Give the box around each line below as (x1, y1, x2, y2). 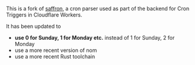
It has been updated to (6, 23, 61, 30)
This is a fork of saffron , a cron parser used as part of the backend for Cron (6, 5, 190, 12)
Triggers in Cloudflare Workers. (6, 11, 82, 18)
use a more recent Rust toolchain (14, 53, 95, 60)
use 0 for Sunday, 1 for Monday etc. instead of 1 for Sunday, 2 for (14, 34, 175, 41)
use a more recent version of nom (14, 47, 97, 54)
